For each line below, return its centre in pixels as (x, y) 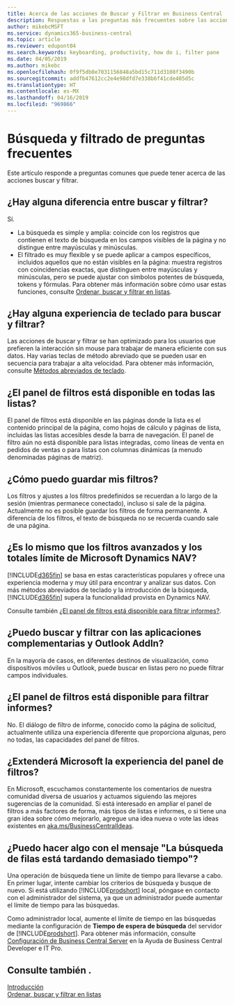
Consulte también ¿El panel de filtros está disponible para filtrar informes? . (114, 611)
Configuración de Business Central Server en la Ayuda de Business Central (115, 941)
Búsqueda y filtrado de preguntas (106, 139)
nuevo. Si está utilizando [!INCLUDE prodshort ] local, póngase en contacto (114, 890)
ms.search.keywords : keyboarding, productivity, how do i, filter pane (113, 53)
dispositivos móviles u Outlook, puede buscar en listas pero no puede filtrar (116, 668)
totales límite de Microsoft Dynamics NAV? (102, 558)
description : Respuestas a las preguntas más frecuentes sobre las (107, 20)
